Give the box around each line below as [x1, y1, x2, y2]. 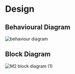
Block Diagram [5, 50, 50, 58]
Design [5, 3, 35, 15]
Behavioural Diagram [5, 23, 71, 31]
